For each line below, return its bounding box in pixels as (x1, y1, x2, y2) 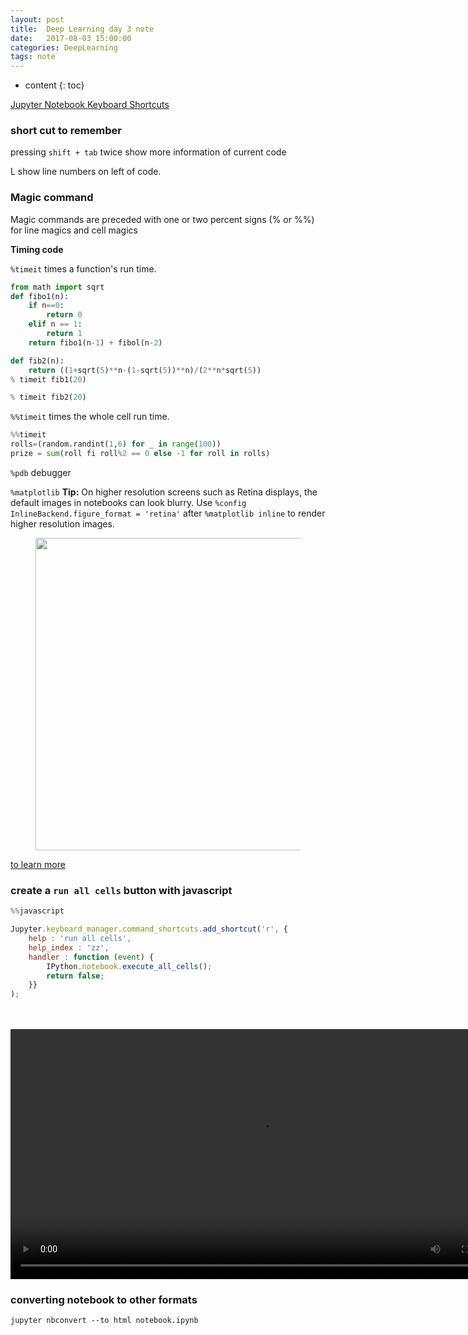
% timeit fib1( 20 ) (10, 374, 87, 385)
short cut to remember (10, 124, 122, 138)
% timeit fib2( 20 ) (10, 392, 87, 403)
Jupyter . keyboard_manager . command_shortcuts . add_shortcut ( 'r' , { (10, 924, 288, 935)
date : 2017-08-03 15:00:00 (10, 33, 132, 43)
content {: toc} (24, 79, 85, 91)
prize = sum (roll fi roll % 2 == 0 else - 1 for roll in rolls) (10, 449, 271, 459)
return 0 (46, 310, 83, 320)
